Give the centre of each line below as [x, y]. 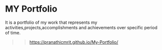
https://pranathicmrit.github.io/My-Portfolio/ [74, 42]
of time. [13, 33]
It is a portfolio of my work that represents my [51, 22]
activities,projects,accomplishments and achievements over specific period [81, 27]
